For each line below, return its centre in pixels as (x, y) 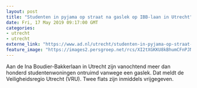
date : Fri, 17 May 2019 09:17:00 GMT (52, 22)
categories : (21, 28)
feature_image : (25, 50)
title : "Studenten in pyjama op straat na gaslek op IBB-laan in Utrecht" (99, 17)
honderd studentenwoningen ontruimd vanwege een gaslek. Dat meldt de (95, 72)
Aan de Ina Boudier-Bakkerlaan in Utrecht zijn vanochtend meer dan (89, 66)
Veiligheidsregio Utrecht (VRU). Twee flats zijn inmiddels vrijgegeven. (90, 79)
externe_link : (23, 45)
